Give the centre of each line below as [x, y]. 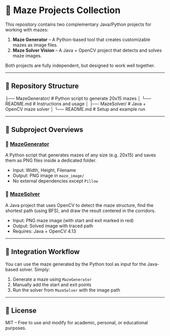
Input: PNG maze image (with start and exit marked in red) [73, 220]
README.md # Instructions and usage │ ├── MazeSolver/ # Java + [76, 104]
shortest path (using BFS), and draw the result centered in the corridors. [80, 211]
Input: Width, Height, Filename [44, 170]
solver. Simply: [35, 269]
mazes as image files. [35, 45]
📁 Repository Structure [42, 86]
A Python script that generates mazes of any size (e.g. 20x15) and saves [81, 155]
